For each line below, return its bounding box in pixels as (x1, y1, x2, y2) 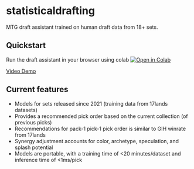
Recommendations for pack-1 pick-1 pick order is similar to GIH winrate (14, 125, 186, 132)
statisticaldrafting (6, 4, 96, 18)
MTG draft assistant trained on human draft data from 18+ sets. (6, 23, 158, 31)
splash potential (14, 144, 53, 151)
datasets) (14, 106, 38, 113)
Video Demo (6, 67, 36, 75)
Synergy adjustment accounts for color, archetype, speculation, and (14, 137, 179, 144)
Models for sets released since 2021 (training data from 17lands (14, 100, 168, 107)
